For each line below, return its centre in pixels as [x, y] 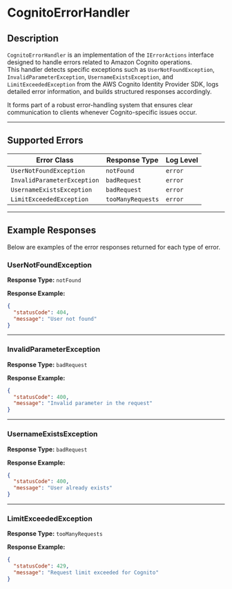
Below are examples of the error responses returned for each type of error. [114, 247]
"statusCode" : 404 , [41, 312]
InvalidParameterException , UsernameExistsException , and [90, 77]
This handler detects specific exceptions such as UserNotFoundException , [111, 69]
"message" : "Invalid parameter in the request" [83, 403]
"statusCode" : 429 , [41, 566]
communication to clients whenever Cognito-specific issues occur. [102, 112]
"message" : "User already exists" [63, 488]
